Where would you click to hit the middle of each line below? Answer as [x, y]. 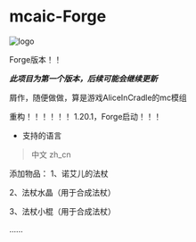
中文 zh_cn [51, 154]
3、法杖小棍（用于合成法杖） [62, 211]
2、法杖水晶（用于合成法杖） [62, 192]
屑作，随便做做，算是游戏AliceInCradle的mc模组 [98, 97]
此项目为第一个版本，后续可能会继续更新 [83, 79]
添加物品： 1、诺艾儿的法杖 [59, 173]
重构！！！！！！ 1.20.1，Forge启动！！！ [86, 116]
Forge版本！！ [36, 59]
